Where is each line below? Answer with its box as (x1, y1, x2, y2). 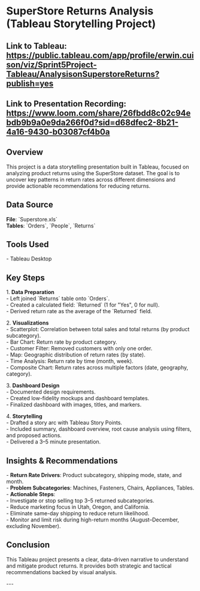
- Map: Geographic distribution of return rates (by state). (6, 351, 146, 358)
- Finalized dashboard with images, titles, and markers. (6, 401, 142, 409)
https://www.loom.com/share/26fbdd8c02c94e (6, 108, 191, 118)
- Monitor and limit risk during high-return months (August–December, (6, 516, 180, 523)
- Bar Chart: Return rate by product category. (6, 338, 118, 346)
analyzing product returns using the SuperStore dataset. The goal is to (6, 169, 180, 176)
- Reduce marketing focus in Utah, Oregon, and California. (6, 503, 150, 511)
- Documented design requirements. (6, 388, 96, 395)
